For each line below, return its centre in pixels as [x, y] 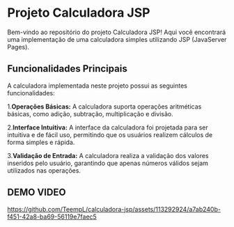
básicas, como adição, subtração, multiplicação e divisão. [90, 113]
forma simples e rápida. [41, 142]
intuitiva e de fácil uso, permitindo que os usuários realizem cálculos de [110, 134]
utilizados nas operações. [44, 170]
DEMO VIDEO [37, 193]
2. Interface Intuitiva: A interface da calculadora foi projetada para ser [108, 127]
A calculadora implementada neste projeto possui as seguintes [97, 86]
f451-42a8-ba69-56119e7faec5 [52, 217]
